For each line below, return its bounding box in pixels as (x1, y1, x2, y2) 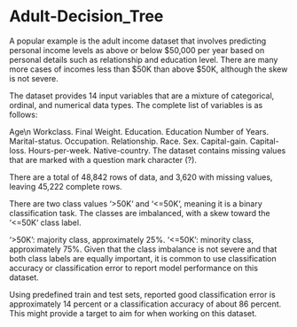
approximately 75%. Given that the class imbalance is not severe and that (9, 244, 277, 254)
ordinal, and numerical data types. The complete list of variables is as (9, 99, 263, 110)
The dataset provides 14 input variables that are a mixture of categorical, (9, 90, 275, 101)
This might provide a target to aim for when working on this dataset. (9, 308, 257, 318)
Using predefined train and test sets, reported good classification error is (9, 289, 277, 300)
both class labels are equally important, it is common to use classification (9, 253, 277, 263)
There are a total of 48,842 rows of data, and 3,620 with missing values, (9, 171, 273, 183)
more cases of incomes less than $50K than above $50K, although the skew (9, 64, 288, 74)
